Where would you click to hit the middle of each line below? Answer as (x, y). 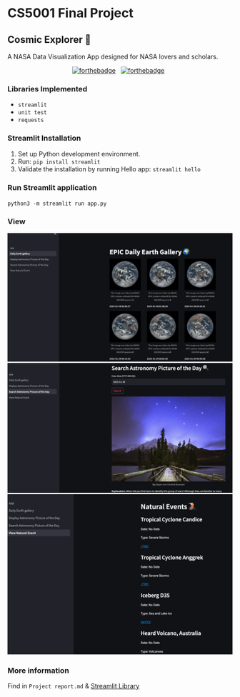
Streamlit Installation (44, 139)
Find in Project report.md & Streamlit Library (74, 686)
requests (31, 120)
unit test (32, 113)
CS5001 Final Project (70, 13)
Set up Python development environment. (79, 154)
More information (38, 671)
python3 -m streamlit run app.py (57, 204)
